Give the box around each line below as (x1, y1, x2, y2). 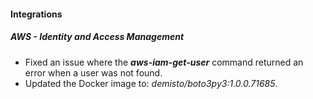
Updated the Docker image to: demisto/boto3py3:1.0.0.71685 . (24, 77, 278, 89)
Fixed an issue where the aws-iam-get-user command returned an (24, 56, 304, 68)
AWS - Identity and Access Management (10, 31, 185, 43)
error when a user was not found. (24, 66, 163, 79)
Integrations (10, 8, 63, 20)
